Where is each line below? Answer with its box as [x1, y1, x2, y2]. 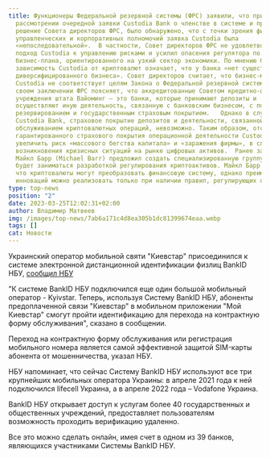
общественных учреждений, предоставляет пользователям [8, 408, 215, 418]
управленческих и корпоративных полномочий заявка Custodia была [15, 34, 239, 43]
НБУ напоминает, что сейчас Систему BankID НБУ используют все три [8, 367, 252, 376]
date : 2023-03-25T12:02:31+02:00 [8, 199, 121, 207]
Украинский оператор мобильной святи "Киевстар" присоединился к [8, 252, 248, 260]
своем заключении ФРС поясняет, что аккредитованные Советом [15, 86, 225, 95]
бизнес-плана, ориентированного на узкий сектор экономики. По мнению [15, 57, 257, 65]
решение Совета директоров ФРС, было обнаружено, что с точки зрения [15, 27, 253, 35]
